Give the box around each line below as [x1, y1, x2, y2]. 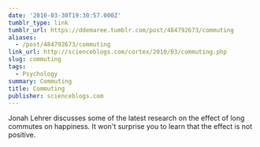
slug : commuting [8, 56, 61, 64]
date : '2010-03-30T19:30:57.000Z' [8, 11, 122, 20]
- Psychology [15, 70, 58, 78]
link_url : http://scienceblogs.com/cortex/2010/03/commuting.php [8, 48, 227, 56]
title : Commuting [8, 84, 65, 93]
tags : [8, 63, 26, 71]
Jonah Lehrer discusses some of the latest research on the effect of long [8, 113, 245, 123]
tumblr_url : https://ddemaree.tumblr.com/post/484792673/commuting [8, 26, 235, 34]
